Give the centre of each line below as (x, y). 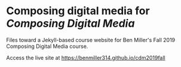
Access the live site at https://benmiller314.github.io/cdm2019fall (86, 58)
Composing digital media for (78, 11)
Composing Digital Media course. (47, 46)
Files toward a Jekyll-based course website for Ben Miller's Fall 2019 (91, 40)
